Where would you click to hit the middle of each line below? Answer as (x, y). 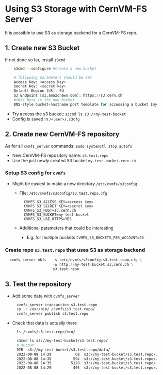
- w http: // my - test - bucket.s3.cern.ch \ (93, 265)
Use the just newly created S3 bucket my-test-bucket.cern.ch (74, 160)
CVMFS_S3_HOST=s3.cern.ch (50, 210)
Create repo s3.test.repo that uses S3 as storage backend (75, 250)
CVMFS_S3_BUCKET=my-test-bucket (56, 215)
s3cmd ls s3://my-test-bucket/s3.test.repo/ (62, 341)
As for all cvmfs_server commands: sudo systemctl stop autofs (69, 146)
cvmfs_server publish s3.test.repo (53, 314)
